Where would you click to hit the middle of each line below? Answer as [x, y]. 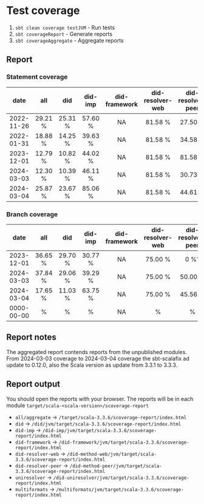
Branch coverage [32, 214]
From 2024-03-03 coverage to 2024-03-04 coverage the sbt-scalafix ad [98, 358]
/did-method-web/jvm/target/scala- [111, 454]
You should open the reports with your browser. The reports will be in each [100, 399]
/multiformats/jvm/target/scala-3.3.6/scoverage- [120, 489]
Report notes [31, 337]
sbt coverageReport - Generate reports [64, 34]
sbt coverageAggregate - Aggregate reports [69, 40]
